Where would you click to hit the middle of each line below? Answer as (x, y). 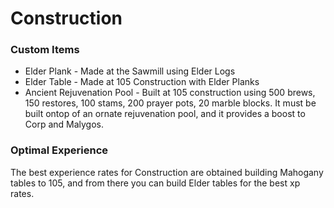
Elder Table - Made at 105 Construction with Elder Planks (142, 82)
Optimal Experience (59, 150)
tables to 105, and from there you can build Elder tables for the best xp (155, 183)
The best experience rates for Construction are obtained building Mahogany (167, 172)
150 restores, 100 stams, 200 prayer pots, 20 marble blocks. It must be (170, 103)
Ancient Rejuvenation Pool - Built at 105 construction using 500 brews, (170, 93)
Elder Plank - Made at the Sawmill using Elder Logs (130, 71)
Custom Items (45, 50)
